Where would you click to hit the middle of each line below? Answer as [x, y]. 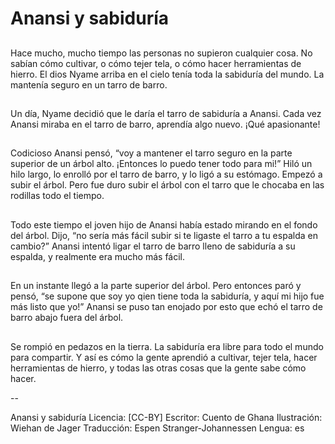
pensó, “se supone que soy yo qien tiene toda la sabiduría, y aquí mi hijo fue [167, 296]
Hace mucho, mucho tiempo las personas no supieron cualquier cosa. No [161, 53]
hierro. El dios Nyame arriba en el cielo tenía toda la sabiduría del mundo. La [167, 74]
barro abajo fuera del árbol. [67, 318]
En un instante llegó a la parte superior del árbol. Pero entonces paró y [156, 286]
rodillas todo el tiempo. [57, 196]
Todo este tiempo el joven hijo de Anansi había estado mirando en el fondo [164, 224]
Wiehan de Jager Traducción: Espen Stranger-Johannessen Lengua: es [157, 428]
